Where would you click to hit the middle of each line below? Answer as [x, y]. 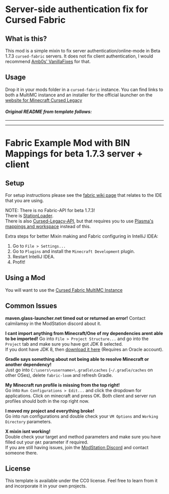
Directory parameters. [28, 421]
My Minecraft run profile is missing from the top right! [63, 385]
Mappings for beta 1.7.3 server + [74, 154]
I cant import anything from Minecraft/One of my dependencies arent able [84, 333]
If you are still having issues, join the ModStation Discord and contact [77, 447]
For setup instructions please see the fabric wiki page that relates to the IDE [84, 195]
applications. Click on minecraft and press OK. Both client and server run [81, 396]
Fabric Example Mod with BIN [68, 143]
